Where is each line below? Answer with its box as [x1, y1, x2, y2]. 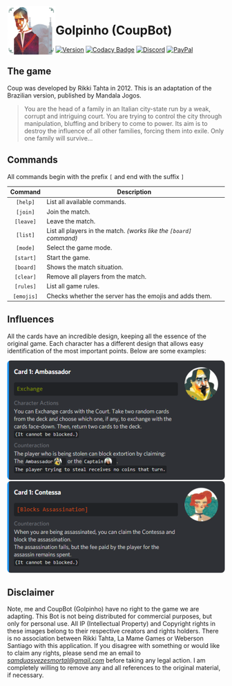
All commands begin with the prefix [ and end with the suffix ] [7, 172, 184, 180]
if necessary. [7, 671, 44, 679]
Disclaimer [7, 586, 55, 598]
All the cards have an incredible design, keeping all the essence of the [7, 332, 207, 340]
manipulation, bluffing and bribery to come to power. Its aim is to [23, 119, 209, 127]
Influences [7, 313, 55, 326]
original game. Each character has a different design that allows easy [7, 339, 204, 347]
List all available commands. [46, 198, 126, 206]
